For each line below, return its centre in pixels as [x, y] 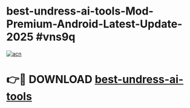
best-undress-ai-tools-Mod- [80, 11]
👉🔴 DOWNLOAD [49, 79]
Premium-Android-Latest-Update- [94, 24]
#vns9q [56, 37]
